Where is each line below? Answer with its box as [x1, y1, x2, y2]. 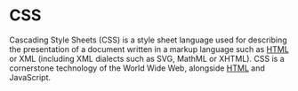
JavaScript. [9, 72, 52, 82]
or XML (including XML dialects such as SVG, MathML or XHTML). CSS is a [9, 53, 285, 64]
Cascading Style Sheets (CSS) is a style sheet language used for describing [9, 34, 287, 45]
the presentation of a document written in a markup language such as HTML [9, 43, 289, 54]
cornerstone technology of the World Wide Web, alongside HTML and [9, 63, 265, 73]
